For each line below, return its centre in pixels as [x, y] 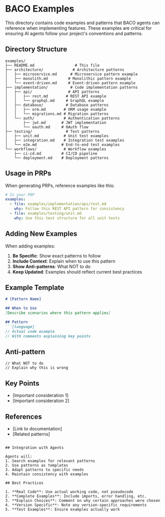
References [24, 416]
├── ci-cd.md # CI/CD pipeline [56, 153]
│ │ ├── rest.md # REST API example [56, 96]
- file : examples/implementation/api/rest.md [58, 204]
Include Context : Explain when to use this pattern [64, 261]
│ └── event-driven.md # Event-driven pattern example [70, 83]
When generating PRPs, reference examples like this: [60, 185]
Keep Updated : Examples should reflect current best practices [77, 272]
